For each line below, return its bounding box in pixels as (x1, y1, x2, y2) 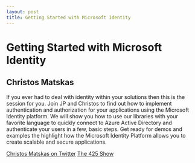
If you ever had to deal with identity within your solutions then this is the (6, 93, 185, 100)
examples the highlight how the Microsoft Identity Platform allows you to (6, 132, 186, 139)
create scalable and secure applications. (6, 138, 107, 145)
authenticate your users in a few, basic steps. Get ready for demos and (6, 125, 183, 133)
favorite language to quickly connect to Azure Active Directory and (6, 119, 172, 126)
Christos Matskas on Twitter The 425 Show (6, 150, 114, 157)
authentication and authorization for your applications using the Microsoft (6, 106, 189, 113)
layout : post (6, 8, 39, 15)
